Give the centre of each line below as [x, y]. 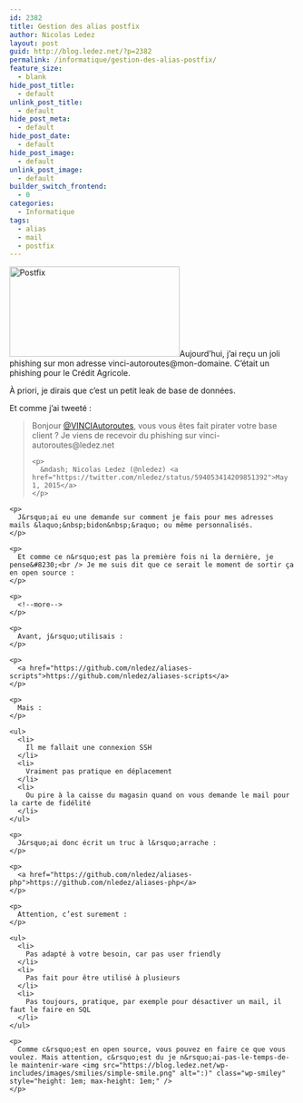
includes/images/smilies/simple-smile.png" [93, 1073]
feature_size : [36, 69]
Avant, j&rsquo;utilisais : [71, 636]
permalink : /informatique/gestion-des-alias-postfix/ [113, 60]
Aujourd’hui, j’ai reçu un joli [230, 354]
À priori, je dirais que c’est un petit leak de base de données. [122, 390]
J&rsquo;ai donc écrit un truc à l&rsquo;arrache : [117, 843]
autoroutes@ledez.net [73, 445]
